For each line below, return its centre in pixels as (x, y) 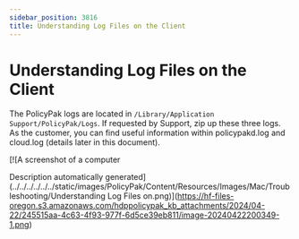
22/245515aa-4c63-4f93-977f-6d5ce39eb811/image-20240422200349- (145, 215)
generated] (125, 177)
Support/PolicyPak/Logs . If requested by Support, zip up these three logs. (145, 124)
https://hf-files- (206, 196)
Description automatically (56, 177)
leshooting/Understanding (57, 196)
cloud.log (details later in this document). (85, 142)
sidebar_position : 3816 (54, 17)
